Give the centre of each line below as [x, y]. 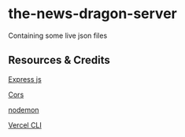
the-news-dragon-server [92, 14]
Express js [25, 79]
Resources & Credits [59, 60]
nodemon [24, 109]
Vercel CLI [25, 125]
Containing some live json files [58, 35]
